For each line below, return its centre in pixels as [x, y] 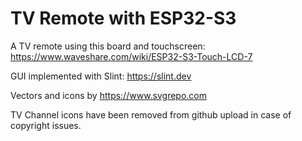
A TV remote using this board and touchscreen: [108, 46]
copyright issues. [46, 125]
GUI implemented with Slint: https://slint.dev [101, 76]
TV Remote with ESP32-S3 [123, 18]
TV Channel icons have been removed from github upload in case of [151, 114]
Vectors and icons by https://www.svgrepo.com [109, 95]
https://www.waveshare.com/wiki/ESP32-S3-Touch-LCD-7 [131, 56]
